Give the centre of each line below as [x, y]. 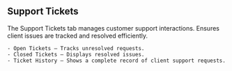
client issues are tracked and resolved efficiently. [78, 35]
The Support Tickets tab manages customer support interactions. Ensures [113, 28]
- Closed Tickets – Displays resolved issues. [76, 54]
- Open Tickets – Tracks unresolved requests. [76, 48]
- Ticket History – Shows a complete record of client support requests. [117, 61]
